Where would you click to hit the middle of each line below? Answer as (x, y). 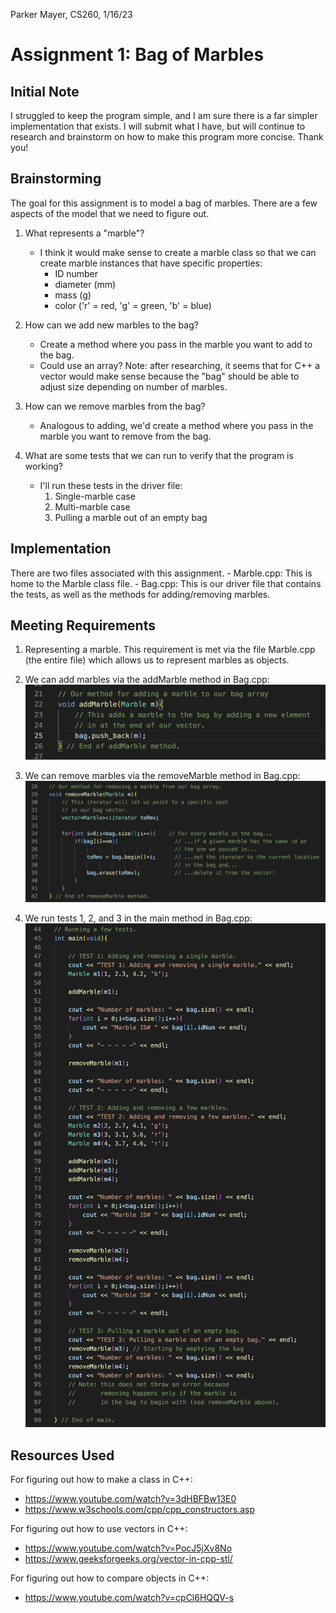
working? (43, 466)
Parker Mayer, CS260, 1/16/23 (71, 14)
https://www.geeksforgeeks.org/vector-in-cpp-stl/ (128, 1559)
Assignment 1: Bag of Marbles (137, 55)
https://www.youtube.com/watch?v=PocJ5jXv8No (128, 1548)
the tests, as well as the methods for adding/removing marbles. (140, 594)
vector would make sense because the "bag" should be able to (169, 376)
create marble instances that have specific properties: (151, 263)
